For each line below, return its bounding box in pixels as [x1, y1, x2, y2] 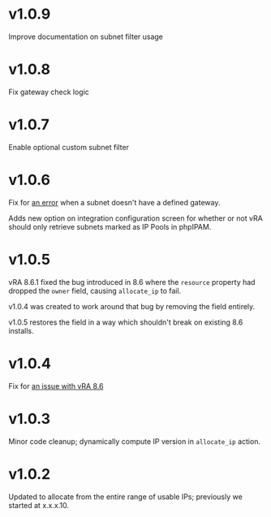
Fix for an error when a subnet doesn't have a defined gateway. [8, 197, 221, 207]
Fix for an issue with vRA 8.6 [8, 381, 104, 390]
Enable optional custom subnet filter [8, 142, 130, 152]
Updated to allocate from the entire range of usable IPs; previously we [8, 492, 243, 502]
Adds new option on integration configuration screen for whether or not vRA [8, 213, 264, 223]
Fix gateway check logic [8, 87, 89, 97]
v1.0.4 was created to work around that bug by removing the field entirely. [8, 301, 256, 311]
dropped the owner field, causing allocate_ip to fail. [8, 286, 182, 295]
